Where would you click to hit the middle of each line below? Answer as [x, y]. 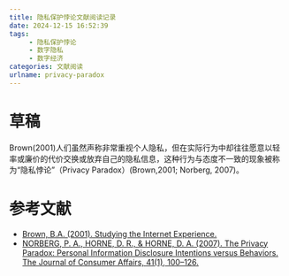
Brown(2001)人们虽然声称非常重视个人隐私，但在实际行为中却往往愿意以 [141, 148]
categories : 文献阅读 [46, 67]
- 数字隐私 [46, 50]
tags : [19, 34]
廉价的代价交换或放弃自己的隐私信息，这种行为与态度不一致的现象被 [148, 158]
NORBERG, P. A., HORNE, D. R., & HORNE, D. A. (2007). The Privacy [145, 243]
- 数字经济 [46, 58]
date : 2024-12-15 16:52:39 [59, 26]
